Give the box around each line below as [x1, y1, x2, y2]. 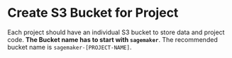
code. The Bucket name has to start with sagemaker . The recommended [7, 35, 218, 43]
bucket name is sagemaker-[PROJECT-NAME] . [7, 43, 132, 51]
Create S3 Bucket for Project [7, 5, 179, 21]
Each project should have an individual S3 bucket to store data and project [7, 28, 225, 36]
